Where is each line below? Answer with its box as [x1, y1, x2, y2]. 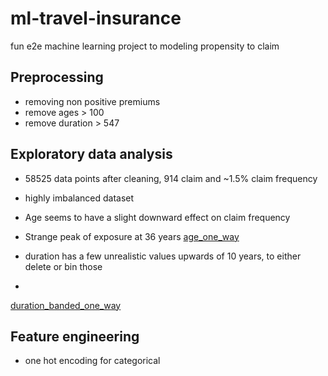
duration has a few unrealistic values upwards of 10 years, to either [24, 250, 302, 262]
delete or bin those [24, 260, 103, 272]
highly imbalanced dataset [24, 192, 135, 204]
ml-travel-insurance [10, 7, 182, 30]
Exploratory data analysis [10, 146, 173, 163]
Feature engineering [10, 328, 140, 345]
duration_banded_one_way [10, 299, 122, 311]
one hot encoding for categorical [24, 355, 161, 367]
